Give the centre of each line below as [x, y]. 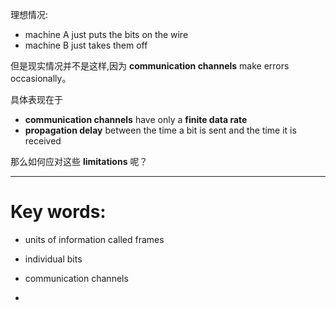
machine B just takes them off [86, 45]
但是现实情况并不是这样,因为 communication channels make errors [150, 66]
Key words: [58, 212]
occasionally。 [41, 78]
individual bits [53, 259]
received [43, 141]
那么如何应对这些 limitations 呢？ [79, 161]
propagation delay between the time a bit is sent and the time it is [160, 130]
